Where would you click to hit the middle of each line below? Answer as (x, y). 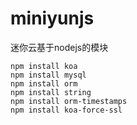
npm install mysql (48, 75)
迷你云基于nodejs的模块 (59, 47)
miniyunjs (52, 18)
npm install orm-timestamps (69, 101)
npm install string (51, 92)
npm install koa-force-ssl (66, 110)
